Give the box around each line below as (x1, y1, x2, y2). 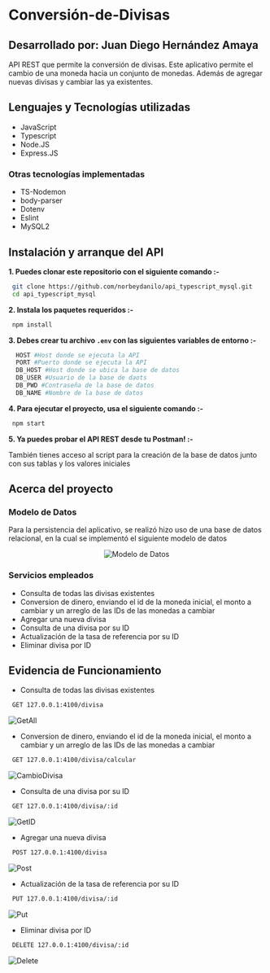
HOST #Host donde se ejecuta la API (15, 351, 140, 359)
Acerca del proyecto (8, 482, 114, 496)
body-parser (20, 195, 63, 205)
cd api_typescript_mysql (11, 290, 96, 298)
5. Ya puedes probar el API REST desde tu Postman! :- (8, 434, 194, 444)
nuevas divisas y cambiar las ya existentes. (8, 77, 153, 86)
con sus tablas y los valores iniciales (8, 458, 131, 468)
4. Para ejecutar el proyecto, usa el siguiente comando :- (8, 403, 203, 413)
